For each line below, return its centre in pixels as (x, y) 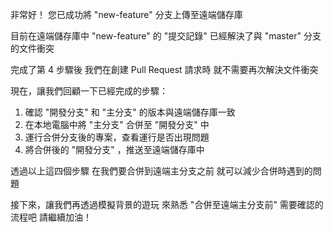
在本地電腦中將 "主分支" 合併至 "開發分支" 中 (117, 124)
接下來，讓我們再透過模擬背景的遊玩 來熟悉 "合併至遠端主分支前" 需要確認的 (167, 204)
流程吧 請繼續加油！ (51, 217)
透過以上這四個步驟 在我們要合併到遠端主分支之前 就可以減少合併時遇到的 (161, 171)
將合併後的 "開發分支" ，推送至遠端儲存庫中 (114, 149)
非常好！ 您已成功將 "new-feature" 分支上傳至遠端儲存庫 (126, 14)
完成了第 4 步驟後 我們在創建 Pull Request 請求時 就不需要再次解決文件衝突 (164, 69)
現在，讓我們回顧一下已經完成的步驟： (89, 91)
